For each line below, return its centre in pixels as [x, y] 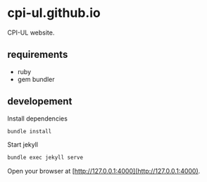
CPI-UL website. [31, 32]
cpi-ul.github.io [54, 13]
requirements [38, 55]
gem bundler [36, 79]
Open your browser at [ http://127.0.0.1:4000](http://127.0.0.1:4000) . [104, 171]
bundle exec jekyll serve [45, 158]
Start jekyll [23, 145]
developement [40, 101]
